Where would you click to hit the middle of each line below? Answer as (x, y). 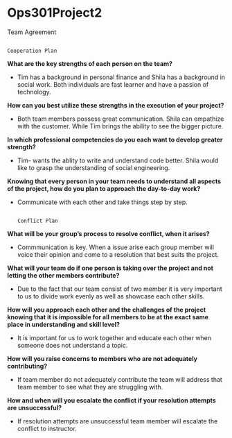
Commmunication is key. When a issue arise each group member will (116, 247)
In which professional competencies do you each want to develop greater (115, 140)
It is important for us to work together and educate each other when (114, 337)
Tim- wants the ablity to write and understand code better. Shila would (118, 160)
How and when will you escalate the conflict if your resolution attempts (111, 400)
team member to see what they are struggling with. (90, 387)
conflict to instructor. (47, 428)
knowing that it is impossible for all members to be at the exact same (108, 317)
